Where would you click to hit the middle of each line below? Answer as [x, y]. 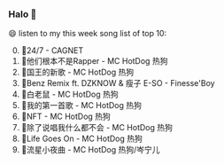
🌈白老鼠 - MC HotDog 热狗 [70, 94]
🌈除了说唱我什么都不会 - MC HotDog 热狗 [97, 128]
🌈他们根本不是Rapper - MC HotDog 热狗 [94, 61]
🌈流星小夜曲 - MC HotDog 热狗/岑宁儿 [90, 150]
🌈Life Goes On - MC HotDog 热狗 [81, 139]
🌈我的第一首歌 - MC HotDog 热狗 [81, 105]
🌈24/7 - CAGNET [52, 51]
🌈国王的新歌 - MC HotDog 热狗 [77, 72]
